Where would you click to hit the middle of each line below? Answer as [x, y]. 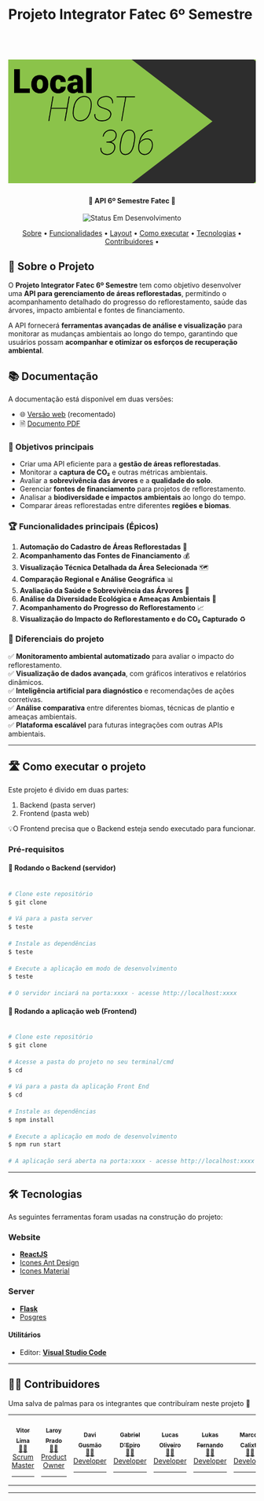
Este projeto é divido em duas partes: [69, 789]
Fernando [210, 1445]
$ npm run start [35, 1144]
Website [24, 1237]
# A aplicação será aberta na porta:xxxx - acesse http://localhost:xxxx [132, 1161]
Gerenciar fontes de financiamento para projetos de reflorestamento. [132, 489]
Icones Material [44, 1271]
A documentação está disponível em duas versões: [91, 399]
